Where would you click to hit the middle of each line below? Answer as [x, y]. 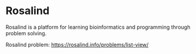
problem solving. [26, 33]
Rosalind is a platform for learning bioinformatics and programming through [98, 27]
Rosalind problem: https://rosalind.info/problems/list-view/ [77, 45]
